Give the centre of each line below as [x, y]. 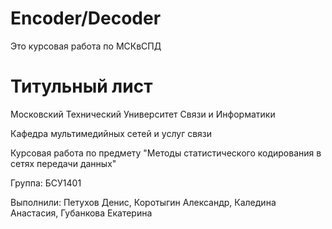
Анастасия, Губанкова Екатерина [81, 213]
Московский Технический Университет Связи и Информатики [143, 114]
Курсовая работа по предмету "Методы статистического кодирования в [166, 153]
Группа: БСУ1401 [46, 183]
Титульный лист [81, 86]
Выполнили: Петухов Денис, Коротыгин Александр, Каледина [143, 202]
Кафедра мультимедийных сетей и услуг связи [111, 133]
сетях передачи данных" [63, 163]
